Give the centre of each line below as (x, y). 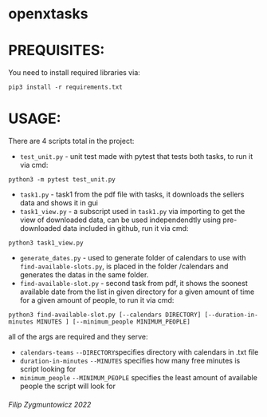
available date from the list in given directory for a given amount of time (137, 292)
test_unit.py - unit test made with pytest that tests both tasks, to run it (136, 157)
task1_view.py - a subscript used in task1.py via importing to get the (132, 212)
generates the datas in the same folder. (84, 275)
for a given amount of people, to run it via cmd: (97, 300)
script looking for (48, 369)
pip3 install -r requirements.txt (66, 87)
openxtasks (48, 14)
